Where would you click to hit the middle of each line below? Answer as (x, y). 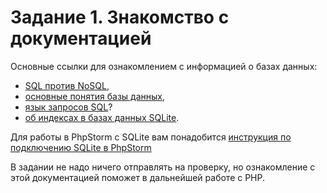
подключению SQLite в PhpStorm (81, 147)
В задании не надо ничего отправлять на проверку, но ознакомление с (163, 167)
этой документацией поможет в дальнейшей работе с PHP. (138, 177)
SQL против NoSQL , (67, 85)
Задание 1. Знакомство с (120, 17)
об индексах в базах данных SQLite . (102, 117)
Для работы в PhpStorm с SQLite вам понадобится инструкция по (151, 137)
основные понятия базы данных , (94, 96)
